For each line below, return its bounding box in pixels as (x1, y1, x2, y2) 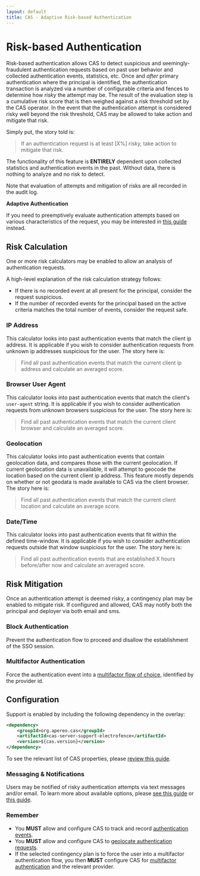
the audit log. (6, 189, 39, 196)
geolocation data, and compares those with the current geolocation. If (6, 460, 178, 467)
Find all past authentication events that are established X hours (20, 555, 176, 562)
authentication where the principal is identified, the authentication (6, 79, 168, 86)
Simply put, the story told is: (6, 128, 75, 136)
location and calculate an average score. (20, 503, 121, 510)
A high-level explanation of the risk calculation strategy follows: (6, 275, 162, 283)
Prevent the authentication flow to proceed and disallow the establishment (6, 636, 189, 643)
